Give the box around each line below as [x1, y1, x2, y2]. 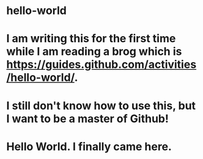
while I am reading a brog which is [6, 45, 182, 59]
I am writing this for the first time [6, 32, 176, 46]
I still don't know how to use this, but [6, 98, 196, 113]
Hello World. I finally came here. [6, 139, 172, 153]
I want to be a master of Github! [6, 111, 169, 125]
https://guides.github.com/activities [6, 57, 197, 72]
